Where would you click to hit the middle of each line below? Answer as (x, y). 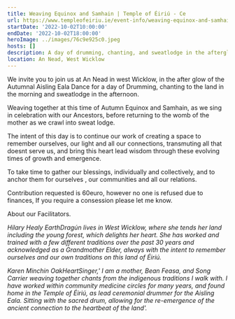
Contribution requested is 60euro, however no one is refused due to (105, 192)
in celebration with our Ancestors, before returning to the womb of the (108, 115)
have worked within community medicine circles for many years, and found (116, 285)
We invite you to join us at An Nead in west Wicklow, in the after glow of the (116, 79)
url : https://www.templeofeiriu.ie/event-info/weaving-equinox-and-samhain (120, 20)
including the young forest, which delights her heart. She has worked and (113, 234)
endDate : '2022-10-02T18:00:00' (54, 33)
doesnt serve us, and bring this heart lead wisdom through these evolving (114, 150)
